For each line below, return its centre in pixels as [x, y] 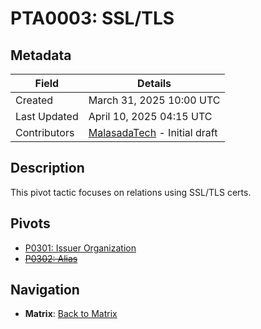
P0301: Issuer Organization [80, 248]
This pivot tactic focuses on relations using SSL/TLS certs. [131, 192]
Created [34, 100]
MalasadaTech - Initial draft [153, 132]
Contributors [45, 132]
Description [47, 168]
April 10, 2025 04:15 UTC [150, 116]
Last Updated [47, 116]
